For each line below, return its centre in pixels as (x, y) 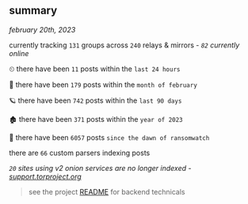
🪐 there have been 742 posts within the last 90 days (95, 100)
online (19, 53)
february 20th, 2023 (42, 29)
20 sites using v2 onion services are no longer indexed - (100, 168)
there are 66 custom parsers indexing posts (80, 153)
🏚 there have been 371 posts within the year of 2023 (96, 119)
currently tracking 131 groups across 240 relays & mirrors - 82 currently (124, 45)
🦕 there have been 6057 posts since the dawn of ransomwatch (109, 137)
